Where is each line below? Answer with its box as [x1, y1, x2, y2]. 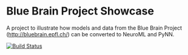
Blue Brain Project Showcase [6, 4, 155, 18]
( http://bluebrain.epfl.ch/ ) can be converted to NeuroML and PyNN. [6, 30, 175, 37]
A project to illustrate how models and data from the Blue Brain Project [6, 24, 183, 31]
